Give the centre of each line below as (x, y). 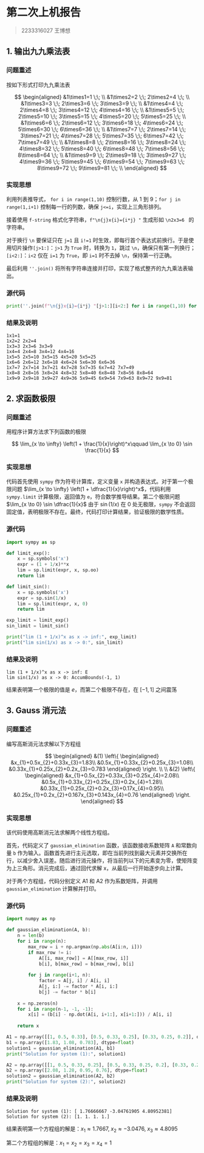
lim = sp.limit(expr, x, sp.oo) (58, 570)
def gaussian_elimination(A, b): (49, 930)
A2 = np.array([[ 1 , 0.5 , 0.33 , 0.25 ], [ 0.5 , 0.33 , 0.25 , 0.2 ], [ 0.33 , (97, 1065)
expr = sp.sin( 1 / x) (42, 598)
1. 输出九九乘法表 (38, 51)
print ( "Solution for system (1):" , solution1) (66, 1054)
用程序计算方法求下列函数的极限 (46, 432)
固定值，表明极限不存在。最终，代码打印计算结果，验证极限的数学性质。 (97, 512)
